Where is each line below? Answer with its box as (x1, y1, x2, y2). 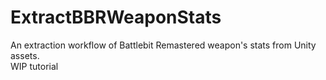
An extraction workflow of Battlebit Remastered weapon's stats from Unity (10, 39, 317, 51)
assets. (10, 49, 40, 61)
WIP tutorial (10, 60, 59, 72)
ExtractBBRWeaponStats (10, 6, 222, 29)
